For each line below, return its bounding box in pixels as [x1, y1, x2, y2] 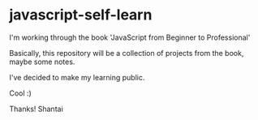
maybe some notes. [9, 57, 75, 66]
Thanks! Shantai [9, 104, 63, 114]
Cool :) [9, 88, 32, 98]
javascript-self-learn [9, 6, 153, 24]
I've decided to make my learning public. [9, 72, 145, 82]
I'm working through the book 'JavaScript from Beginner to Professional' [9, 32, 251, 42]
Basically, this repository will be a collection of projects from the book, [9, 48, 244, 58]
